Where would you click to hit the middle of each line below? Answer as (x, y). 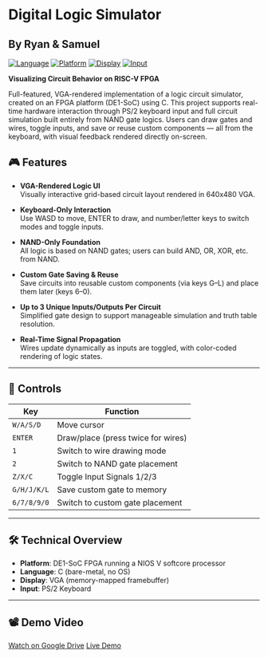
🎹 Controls (35, 389)
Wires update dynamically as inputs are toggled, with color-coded (128, 348)
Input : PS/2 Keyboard (55, 589)
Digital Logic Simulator (85, 15)
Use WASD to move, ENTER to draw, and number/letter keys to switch (134, 218)
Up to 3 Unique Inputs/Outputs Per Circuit (90, 307)
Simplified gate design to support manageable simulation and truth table (138, 315)
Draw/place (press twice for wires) (122, 438)
